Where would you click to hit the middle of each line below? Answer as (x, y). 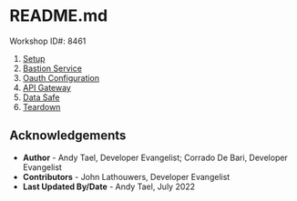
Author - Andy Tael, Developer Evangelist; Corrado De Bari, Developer (155, 157)
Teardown (41, 106)
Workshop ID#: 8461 (48, 41)
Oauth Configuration (61, 77)
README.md (59, 16)
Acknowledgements (68, 136)
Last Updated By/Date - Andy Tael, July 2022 (109, 186)
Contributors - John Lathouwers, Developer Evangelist (126, 176)
